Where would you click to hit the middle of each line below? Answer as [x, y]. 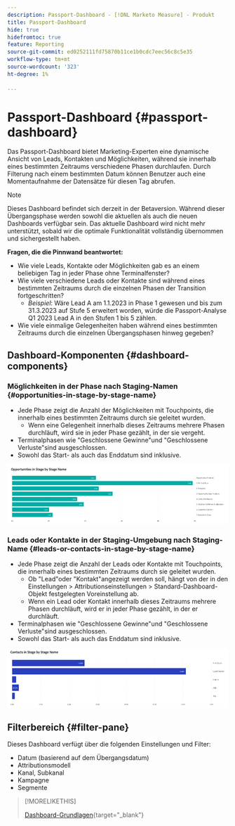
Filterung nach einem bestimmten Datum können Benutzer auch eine [106, 174]
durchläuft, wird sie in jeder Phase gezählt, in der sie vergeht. [116, 433]
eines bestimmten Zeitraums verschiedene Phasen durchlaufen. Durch [109, 167]
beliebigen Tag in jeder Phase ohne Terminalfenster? [93, 273]
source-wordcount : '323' [43, 67]
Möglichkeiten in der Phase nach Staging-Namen [93, 386]
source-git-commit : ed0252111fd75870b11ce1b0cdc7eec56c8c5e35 [100, 52]
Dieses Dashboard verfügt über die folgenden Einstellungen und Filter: [109, 744]
